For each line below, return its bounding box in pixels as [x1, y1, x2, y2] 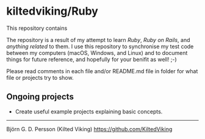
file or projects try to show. [6, 74, 74, 81]
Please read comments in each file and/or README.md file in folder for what [6, 67, 198, 74]
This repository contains [6, 24, 68, 32]
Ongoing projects [6, 91, 74, 102]
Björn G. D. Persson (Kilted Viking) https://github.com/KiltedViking [6, 125, 173, 132]
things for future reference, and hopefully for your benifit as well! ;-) [6, 55, 177, 63]
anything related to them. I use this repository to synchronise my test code [6, 43, 194, 50]
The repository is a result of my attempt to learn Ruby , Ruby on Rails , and [6, 36, 190, 43]
